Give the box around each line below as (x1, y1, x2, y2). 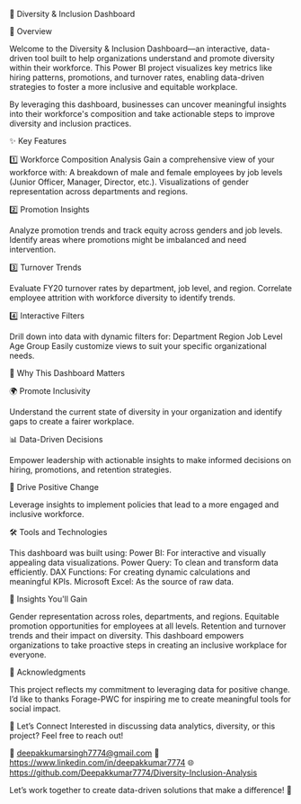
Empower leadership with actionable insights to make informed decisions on (9, 455, 292, 465)
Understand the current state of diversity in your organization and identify (9, 406, 283, 417)
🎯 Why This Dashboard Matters (9, 368, 126, 378)
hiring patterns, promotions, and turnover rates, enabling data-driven (9, 72, 265, 83)
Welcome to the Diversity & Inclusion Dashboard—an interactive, (9, 43, 249, 54)
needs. (9, 351, 35, 361)
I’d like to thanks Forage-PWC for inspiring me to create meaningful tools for (9, 693, 292, 704)
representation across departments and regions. (9, 186, 189, 197)
